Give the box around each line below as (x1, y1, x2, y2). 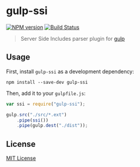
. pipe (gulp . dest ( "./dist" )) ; (16, 123, 88, 129)
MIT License (6, 155, 36, 162)
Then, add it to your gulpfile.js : (6, 90, 86, 97)
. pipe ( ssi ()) (16, 117, 49, 123)
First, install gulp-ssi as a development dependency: (6, 68, 134, 75)
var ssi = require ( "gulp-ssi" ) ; (6, 101, 85, 107)
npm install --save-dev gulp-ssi (6, 79, 88, 85)
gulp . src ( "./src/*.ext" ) (6, 112, 67, 117)
